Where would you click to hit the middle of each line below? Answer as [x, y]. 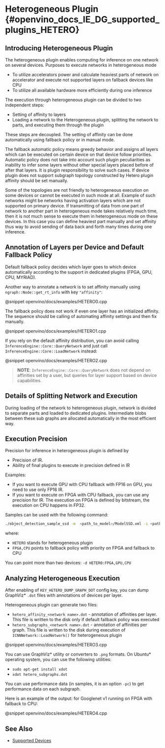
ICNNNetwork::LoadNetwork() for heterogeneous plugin [67, 635]
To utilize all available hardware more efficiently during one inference [82, 90]
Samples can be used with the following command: [57, 515]
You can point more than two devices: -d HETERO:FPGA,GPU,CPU [68, 563]
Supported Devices [32, 740]
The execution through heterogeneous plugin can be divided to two [73, 100]
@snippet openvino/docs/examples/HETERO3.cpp [56, 645]
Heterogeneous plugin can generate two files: [52, 605]
